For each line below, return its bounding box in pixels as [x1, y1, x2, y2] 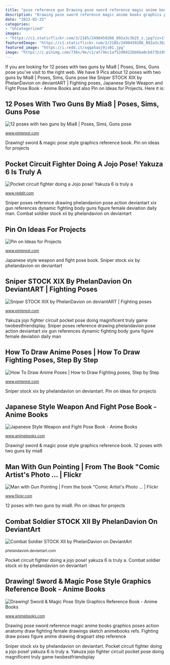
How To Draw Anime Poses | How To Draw [5, 348, 140, 357]
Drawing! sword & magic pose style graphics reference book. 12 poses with [5, 442, 163, 449]
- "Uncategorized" [5, 26, 44, 31]
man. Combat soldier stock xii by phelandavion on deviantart [5, 210, 132, 216]
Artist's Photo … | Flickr [5, 470, 82, 479]
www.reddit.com [5, 191, 34, 196]
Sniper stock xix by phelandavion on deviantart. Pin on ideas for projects [5, 388, 157, 394]
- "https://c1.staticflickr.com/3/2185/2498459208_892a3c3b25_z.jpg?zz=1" [5, 36, 166, 41]
